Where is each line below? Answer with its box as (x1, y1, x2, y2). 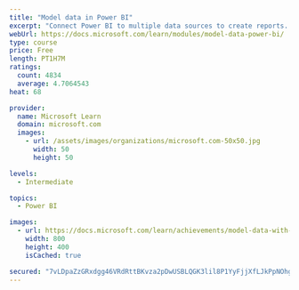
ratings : (9, 63, 42, 72)
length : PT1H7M (9, 54, 66, 63)
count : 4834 (17, 71, 62, 80)
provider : (9, 103, 46, 112)
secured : (9, 267, 42, 276)
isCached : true (25, 251, 82, 260)
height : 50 (32, 153, 74, 162)
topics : (9, 193, 38, 203)
